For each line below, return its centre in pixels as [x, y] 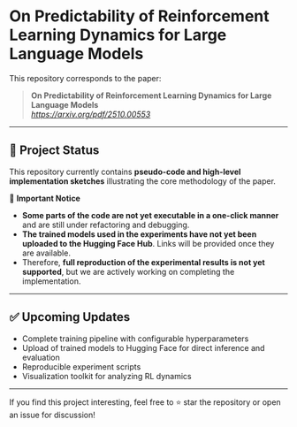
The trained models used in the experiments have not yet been [139, 234]
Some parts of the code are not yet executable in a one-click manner [150, 215]
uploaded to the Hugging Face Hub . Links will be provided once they [148, 243]
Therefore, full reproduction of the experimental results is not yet [143, 262]
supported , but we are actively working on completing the [128, 271]
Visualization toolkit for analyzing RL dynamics [107, 376]
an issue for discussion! [52, 415]
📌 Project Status [54, 151]
